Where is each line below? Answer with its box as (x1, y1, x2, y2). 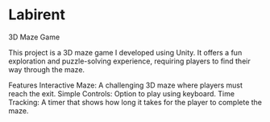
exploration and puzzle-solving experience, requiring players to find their (8, 56, 251, 66)
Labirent (8, 6, 66, 24)
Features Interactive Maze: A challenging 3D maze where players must (8, 80, 243, 90)
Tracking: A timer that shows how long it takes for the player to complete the (8, 97, 263, 107)
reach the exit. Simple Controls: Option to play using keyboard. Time (8, 88, 235, 98)
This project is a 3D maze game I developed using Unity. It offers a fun (8, 47, 243, 57)
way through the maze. (8, 64, 85, 74)
